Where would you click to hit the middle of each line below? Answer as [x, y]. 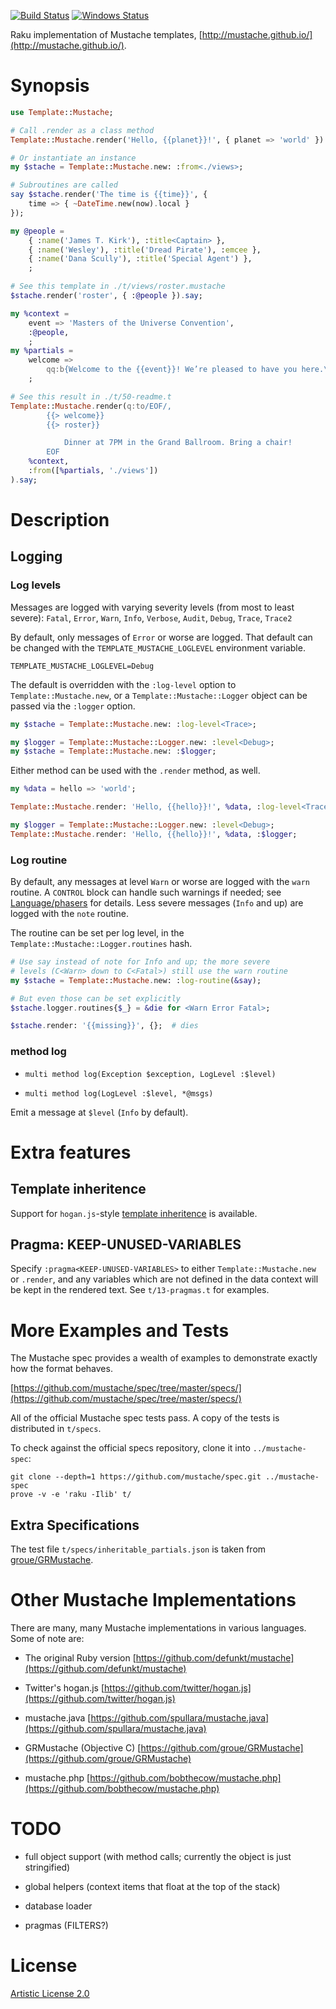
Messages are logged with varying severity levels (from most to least [152, 607]
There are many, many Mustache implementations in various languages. [158, 1628]
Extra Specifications [75, 1525]
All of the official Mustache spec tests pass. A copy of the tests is [145, 1418]
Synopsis [50, 86]
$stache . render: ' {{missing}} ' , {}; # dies [104, 1026]
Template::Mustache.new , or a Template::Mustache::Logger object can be [159, 695]
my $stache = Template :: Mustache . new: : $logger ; [113, 751]
